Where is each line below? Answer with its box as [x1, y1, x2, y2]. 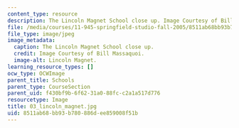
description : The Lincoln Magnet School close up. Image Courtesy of [7, 17, 218, 24]
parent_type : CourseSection [7, 83, 91, 90]
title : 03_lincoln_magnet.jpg [7, 103, 97, 110]
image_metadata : [7, 37, 55, 44]
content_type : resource [7, 10, 78, 18]
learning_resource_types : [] [7, 63, 94, 70]
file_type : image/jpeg [7, 30, 75, 38]
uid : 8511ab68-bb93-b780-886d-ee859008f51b [7, 110, 139, 117]
